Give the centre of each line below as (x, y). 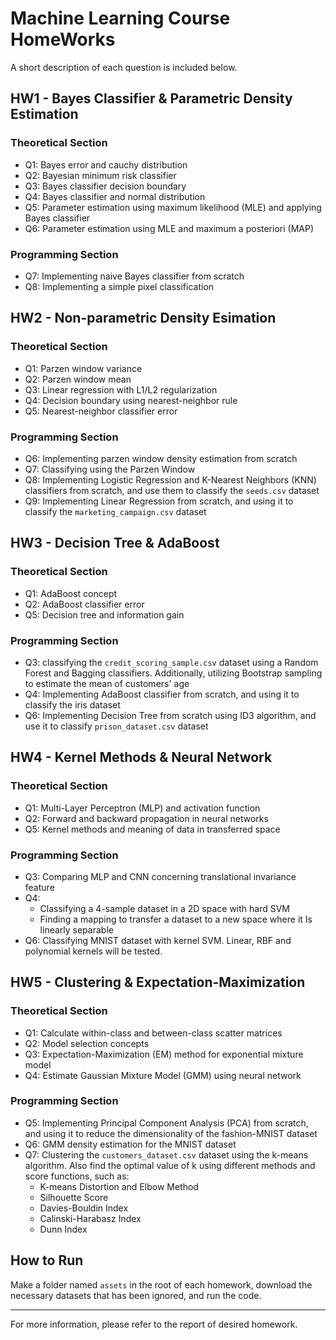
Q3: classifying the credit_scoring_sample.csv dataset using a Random (171, 662)
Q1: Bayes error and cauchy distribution (106, 164)
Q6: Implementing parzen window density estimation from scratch (161, 458)
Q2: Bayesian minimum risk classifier (100, 175)
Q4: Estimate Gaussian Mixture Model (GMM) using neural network (163, 1075)
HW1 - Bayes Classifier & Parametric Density (151, 98)
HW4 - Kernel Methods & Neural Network (141, 757)
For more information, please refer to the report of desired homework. (154, 1324)
